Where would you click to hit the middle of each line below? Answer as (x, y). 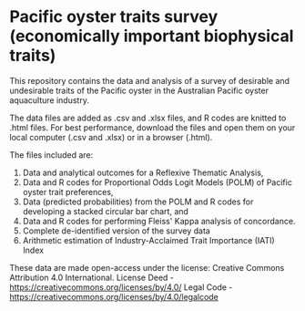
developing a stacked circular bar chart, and (106, 211)
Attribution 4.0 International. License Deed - (92, 277)
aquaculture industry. (49, 100)
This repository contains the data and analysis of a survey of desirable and (149, 80)
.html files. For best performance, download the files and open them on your (152, 127)
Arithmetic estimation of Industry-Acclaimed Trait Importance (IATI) (148, 240)
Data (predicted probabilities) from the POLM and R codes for (138, 202)
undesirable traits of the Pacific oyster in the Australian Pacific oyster (139, 90)
